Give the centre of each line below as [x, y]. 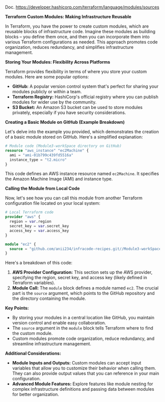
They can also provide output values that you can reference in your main [86, 373]
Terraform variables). [34, 283]
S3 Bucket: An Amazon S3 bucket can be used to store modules [77, 107]
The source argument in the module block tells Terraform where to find [83, 328]
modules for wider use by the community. [54, 102]
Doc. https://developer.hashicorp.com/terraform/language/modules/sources [82, 7]
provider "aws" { [23, 217]
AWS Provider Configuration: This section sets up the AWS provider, [82, 272]
